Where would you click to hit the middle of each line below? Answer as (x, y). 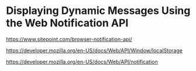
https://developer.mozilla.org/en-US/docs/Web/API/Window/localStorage (94, 50)
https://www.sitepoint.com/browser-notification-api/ (69, 39)
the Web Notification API (67, 23)
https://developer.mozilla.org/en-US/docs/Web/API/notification (82, 62)
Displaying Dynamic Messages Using (98, 11)
